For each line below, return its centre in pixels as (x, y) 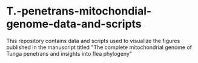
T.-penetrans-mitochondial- (79, 11)
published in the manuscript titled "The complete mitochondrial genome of (99, 47)
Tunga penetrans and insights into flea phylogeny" (69, 53)
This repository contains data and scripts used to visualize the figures (93, 41)
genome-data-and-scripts (74, 24)
